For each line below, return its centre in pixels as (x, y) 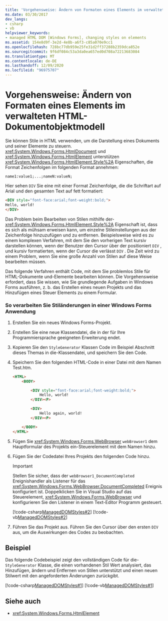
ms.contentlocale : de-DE (31, 61)
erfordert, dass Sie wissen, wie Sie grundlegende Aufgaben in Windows (79, 282)
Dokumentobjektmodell (55, 127)
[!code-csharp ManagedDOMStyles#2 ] (52, 512)
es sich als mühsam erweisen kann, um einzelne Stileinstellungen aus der (81, 229)
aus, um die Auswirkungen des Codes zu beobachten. (68, 532)
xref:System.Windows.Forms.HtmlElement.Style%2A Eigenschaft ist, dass (81, 224)
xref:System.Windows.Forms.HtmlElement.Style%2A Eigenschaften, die (79, 162)
